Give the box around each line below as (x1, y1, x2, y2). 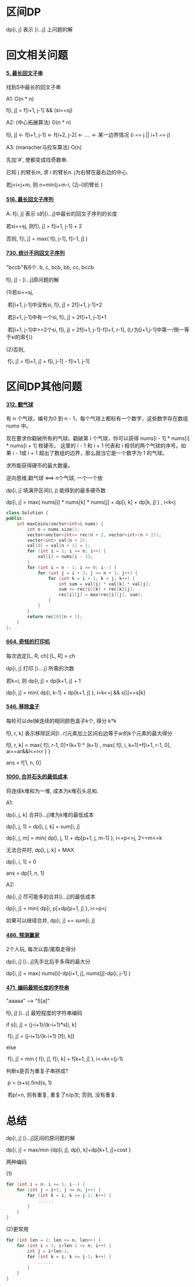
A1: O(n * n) (6, 95, 34, 103)
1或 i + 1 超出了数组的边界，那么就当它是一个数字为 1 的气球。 (19, 450, 168, 457)
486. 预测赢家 (6, 931, 40, 938)
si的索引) (11, 333, 33, 341)
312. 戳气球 (6, 400, 33, 408)
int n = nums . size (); (27, 526, 80, 532)
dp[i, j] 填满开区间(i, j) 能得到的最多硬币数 (6, 487, 106, 494)
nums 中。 (6, 422, 32, 429)
